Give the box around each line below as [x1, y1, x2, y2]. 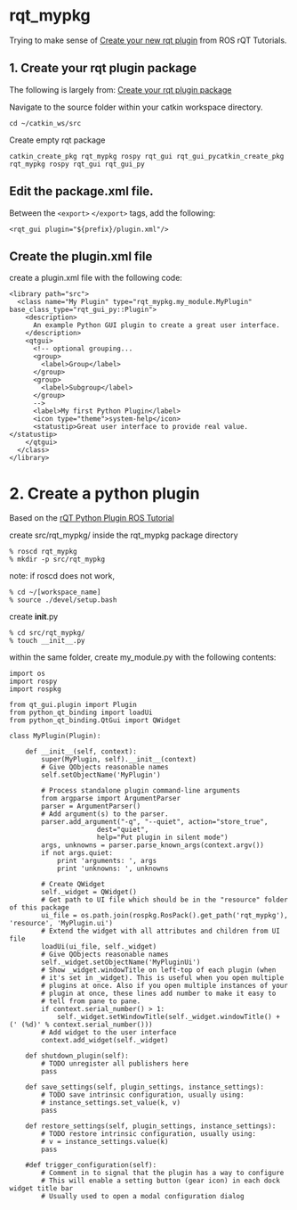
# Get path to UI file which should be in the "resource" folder [41, 895, 289, 905]
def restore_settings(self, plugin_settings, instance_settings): [25, 1122, 277, 1131]
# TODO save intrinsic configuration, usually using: [41, 1091, 245, 1099]
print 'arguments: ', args [56, 857, 157, 866]
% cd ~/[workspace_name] [9, 588, 101, 597]
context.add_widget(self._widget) [41, 1036, 169, 1045]
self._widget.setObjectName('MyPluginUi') [41, 958, 201, 967]
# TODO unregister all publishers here [41, 1059, 189, 1068]
